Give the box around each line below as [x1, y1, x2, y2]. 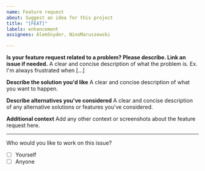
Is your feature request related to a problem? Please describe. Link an [6, 54, 186, 61]
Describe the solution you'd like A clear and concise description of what [6, 79, 190, 86]
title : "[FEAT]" [6, 20, 48, 26]
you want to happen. [6, 85, 58, 92]
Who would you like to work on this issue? [6, 139, 112, 147]
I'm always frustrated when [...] [6, 67, 85, 74]
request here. [6, 122, 40, 129]
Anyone [15, 158, 35, 166]
